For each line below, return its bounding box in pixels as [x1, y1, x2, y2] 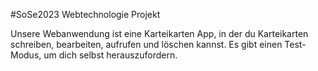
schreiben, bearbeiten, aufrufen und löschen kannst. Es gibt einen [10, 39, 283, 50]
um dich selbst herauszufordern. [43, 49, 178, 61]
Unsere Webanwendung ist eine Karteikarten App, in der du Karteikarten [10, 28, 309, 39]
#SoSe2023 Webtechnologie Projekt [10, 9, 161, 20]
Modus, [10, 49, 42, 61]
